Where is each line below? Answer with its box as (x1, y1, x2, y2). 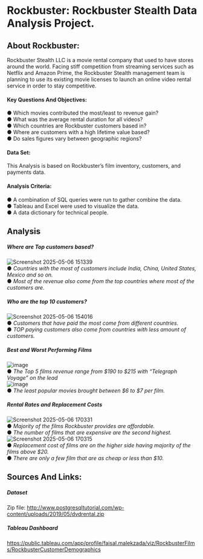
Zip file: (7, 504, 26, 511)
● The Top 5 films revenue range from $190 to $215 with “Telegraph (7, 368, 178, 375)
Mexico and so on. (7, 271, 53, 278)
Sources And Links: (7, 472, 82, 482)
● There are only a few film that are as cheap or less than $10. (7, 454, 164, 462)
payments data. (7, 168, 46, 176)
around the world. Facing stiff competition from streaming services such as (7, 63, 194, 70)
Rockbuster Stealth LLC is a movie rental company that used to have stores (7, 57, 194, 63)
